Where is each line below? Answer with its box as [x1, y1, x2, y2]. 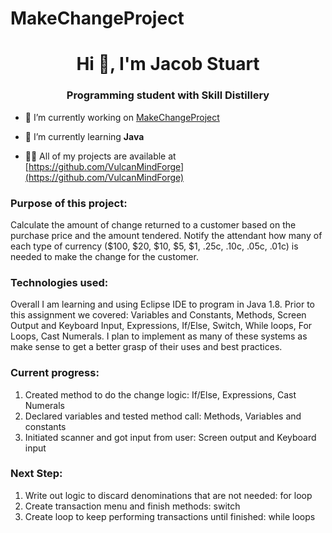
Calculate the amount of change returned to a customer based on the [10, 218, 297, 231]
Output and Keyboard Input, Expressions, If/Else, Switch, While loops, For [10, 320, 313, 332]
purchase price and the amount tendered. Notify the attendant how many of [10, 229, 323, 241]
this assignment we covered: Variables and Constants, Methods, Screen [10, 309, 307, 321]
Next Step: [10, 467, 63, 481]
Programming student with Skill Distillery [66, 88, 270, 102]
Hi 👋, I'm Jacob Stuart [76, 53, 260, 76]
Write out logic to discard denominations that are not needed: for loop [24, 489, 313, 501]
